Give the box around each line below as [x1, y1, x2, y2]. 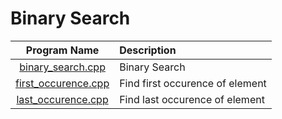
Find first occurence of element [119, 76, 267, 90]
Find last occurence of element [119, 92, 265, 106]
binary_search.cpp [19, 60, 106, 74]
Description [119, 43, 177, 57]
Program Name [25, 43, 100, 57]
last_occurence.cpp [16, 92, 109, 106]
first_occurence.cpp [15, 76, 110, 90]
